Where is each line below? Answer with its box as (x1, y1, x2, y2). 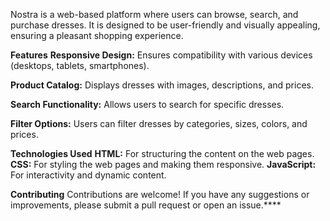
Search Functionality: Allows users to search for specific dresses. (10, 99, 285, 110)
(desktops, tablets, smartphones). (10, 60, 150, 71)
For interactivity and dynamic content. (10, 169, 167, 181)
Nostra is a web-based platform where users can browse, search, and (10, 9, 299, 20)
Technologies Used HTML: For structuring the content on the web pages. (10, 148, 315, 159)
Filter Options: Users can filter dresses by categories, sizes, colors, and (10, 118, 308, 129)
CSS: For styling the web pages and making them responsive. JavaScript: (10, 159, 317, 170)
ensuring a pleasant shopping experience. (10, 30, 184, 41)
